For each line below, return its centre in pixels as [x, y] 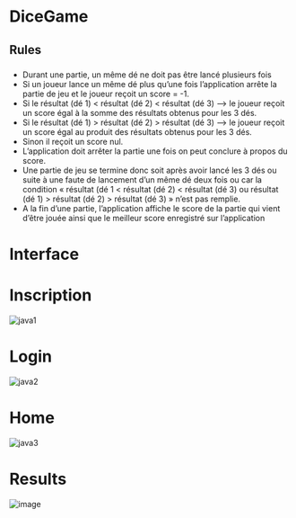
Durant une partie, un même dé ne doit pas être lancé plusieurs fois [147, 75]
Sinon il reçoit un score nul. [73, 141]
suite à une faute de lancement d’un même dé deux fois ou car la [142, 179]
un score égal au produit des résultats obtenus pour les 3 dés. [137, 131]
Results [38, 479]
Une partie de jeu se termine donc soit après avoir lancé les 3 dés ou [149, 170]
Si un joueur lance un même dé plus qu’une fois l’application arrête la [150, 84]
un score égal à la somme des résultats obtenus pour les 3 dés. [139, 112]
